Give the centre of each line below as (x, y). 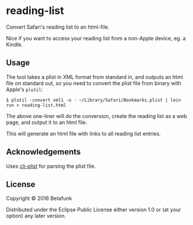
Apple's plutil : (24, 89)
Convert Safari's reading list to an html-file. (58, 27)
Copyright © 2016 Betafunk (39, 198)
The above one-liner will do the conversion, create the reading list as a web (96, 116)
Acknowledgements (43, 152)
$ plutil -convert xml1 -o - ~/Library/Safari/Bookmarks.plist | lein (94, 100)
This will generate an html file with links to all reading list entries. (84, 133)
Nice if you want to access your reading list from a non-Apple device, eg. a (96, 38)
